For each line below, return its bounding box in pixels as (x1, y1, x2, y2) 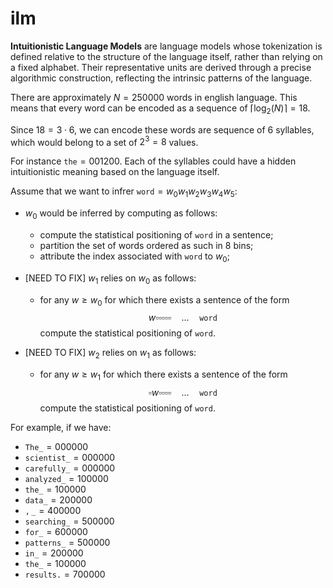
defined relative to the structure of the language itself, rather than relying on (10, 50, 323, 62)
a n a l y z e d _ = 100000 (24, 472, 109, 484)
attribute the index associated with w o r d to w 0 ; (39, 250, 230, 264)
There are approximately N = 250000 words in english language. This (10, 91, 298, 103)
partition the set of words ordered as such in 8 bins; (39, 239, 254, 251)
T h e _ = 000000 (24, 440, 89, 452)
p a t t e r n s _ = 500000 (24, 536, 111, 548)
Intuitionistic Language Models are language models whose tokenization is (10, 40, 323, 52)
